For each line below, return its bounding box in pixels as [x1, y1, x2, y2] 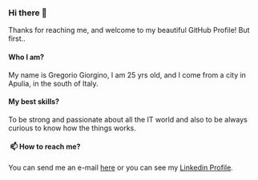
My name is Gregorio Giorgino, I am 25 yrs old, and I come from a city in [8, 70, 247, 79]
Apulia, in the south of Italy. [8, 78, 99, 88]
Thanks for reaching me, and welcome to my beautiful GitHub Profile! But [8, 26, 250, 35]
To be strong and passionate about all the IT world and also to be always [8, 114, 248, 124]
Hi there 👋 [8, 7, 48, 18]
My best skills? [8, 97, 60, 106]
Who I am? [8, 52, 45, 62]
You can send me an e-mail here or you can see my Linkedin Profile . [8, 162, 234, 172]
